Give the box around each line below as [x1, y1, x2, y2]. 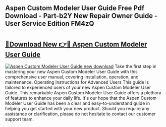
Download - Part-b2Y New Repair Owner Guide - [5, 12, 158, 20]
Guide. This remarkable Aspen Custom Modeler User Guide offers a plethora [5, 90, 162, 96]
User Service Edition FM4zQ [5, 19, 94, 28]
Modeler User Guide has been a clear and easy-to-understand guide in [5, 100, 150, 106]
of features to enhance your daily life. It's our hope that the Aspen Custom [5, 95, 157, 101]
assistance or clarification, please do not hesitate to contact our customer [5, 111, 156, 117]
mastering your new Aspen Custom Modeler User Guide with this [5, 69, 138, 74]
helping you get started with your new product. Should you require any [5, 106, 150, 111]
